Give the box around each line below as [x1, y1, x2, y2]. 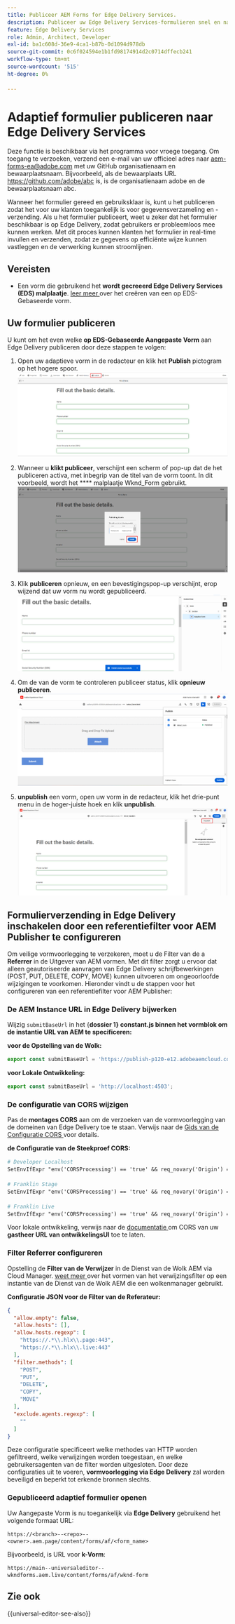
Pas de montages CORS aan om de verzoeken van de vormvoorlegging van [7, 1116, 226, 1124]
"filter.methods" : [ [13, 1359, 73, 1366]
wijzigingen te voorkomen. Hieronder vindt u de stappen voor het [7, 980, 195, 988]
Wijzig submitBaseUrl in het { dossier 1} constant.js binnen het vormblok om [7, 1020, 228, 1029]
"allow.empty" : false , [13, 1314, 80, 1322]
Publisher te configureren [7, 931, 122, 943]
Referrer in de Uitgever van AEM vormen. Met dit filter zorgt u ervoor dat [7, 957, 218, 966]
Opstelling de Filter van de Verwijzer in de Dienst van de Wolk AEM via [7, 1264, 213, 1272]
